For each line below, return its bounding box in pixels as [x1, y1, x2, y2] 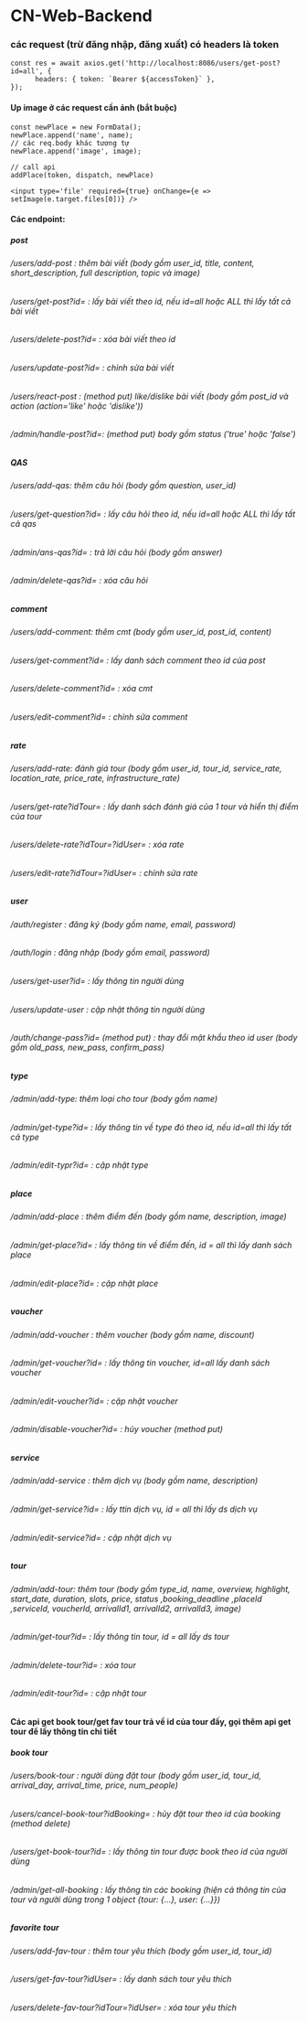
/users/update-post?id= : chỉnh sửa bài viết [10, 362, 175, 373]
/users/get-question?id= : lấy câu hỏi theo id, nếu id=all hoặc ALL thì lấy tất [10, 508, 296, 519]
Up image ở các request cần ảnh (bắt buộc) [10, 102, 177, 113]
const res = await [10, 59, 80, 69]
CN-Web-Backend [10, 5, 153, 27]
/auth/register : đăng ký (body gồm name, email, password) [10, 918, 237, 929]
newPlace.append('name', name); [10, 130, 133, 140]
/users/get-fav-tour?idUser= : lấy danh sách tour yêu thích [10, 1974, 232, 1985]
